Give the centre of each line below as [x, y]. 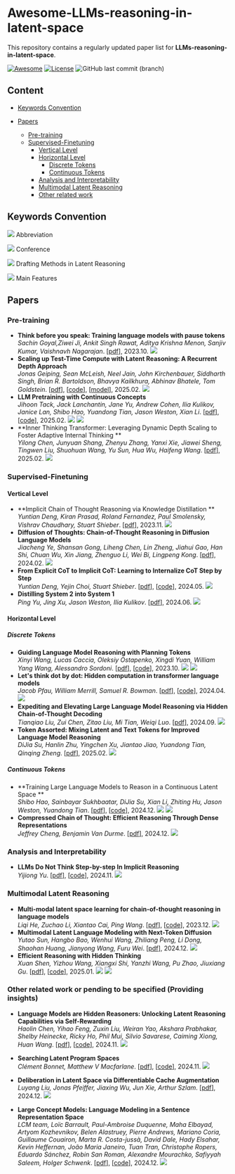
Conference [33, 249]
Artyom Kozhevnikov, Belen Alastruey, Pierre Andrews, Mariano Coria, [119, 1132]
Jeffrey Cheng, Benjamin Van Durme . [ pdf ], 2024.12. [93, 833]
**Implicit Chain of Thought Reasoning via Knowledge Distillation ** [116, 509]
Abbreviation [34, 234]
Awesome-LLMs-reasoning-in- [100, 13]
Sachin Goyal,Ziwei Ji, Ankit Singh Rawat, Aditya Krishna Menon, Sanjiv [121, 343]
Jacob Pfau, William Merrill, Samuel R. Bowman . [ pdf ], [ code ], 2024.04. [121, 690]
